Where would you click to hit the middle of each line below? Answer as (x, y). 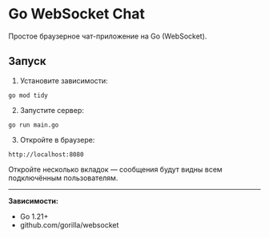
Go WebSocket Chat (77, 14)
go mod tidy (28, 95)
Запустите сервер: (52, 110)
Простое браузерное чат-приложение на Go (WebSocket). (108, 36)
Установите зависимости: (64, 80)
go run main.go (34, 125)
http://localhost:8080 (46, 154)
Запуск (27, 61)
